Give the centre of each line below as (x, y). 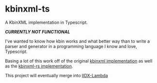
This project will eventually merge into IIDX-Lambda (56, 75)
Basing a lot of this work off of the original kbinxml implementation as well (79, 61)
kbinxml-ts (27, 9)
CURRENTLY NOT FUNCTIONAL (38, 32)
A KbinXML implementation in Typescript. (47, 22)
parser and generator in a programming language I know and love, (71, 46)
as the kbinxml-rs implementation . (39, 66)
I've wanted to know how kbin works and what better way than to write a (78, 41)
